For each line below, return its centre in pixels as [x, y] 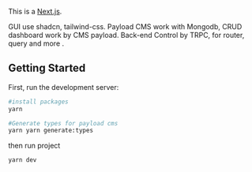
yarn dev [23, 160]
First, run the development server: [64, 87]
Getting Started [47, 68]
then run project [34, 146]
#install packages [38, 102]
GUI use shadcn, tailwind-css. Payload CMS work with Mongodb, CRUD [125, 26]
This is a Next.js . [35, 11]
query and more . [36, 43]
